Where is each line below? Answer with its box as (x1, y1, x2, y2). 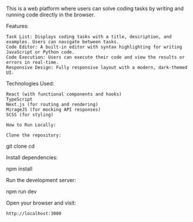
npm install (6, 165, 33, 172)
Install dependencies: (6, 154, 58, 160)
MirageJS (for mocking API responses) (6, 107, 101, 112)
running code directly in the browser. (6, 11, 96, 18)
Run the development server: (6, 177, 76, 183)
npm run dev (6, 188, 37, 195)
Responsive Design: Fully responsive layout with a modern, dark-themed (6, 64, 188, 70)
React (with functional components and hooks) (6, 91, 122, 97)
